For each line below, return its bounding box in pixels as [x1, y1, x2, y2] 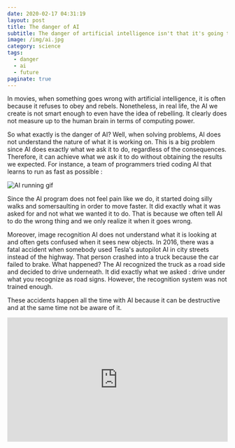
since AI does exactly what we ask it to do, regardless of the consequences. [7, 145, 227, 154]
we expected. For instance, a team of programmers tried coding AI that [7, 160, 212, 169]
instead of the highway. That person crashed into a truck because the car [7, 253, 219, 261]
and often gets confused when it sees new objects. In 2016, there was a [7, 238, 215, 246]
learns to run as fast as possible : [7, 167, 103, 176]
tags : [7, 50, 23, 57]
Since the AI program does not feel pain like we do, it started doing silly [7, 195, 213, 203]
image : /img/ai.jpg [7, 36, 64, 43]
